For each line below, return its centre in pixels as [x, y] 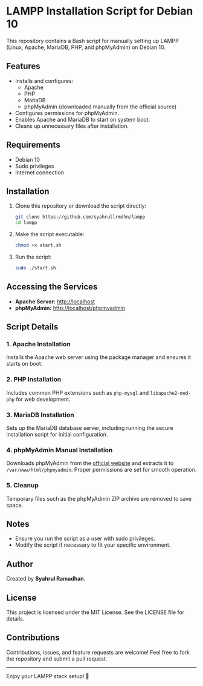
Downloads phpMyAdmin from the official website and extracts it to [90, 463]
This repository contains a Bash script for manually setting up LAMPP [93, 41]
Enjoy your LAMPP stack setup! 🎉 [48, 676]
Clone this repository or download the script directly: [81, 206]
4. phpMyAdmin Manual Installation [60, 450]
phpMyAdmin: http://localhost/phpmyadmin [70, 308]
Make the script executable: [50, 234]
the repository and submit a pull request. [57, 659]
